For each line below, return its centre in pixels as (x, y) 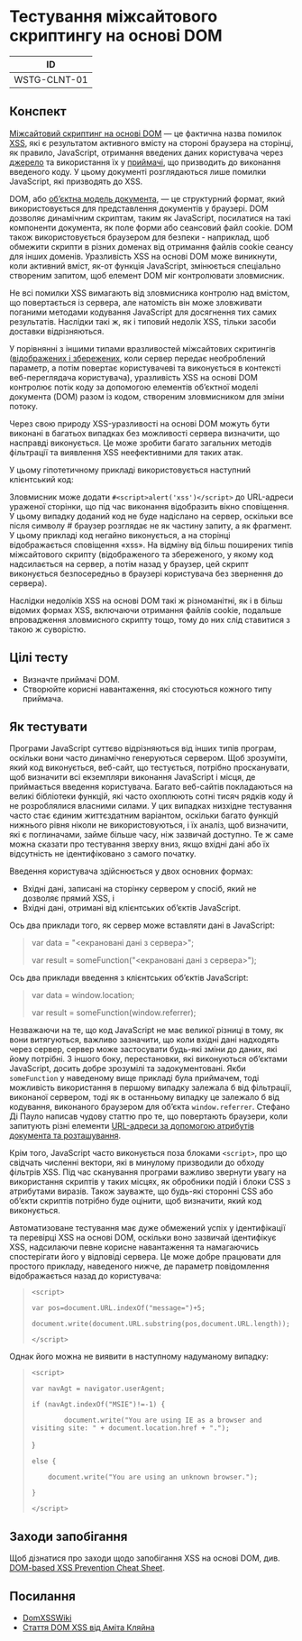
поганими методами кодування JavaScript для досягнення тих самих (143, 312)
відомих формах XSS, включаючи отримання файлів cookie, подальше (146, 610)
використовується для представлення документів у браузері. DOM (139, 208)
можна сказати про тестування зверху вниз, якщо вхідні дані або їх (140, 844)
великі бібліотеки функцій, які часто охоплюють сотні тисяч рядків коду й (151, 796)
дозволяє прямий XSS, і (69, 898)
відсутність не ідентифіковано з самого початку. (103, 854)
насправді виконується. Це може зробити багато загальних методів (141, 443)
